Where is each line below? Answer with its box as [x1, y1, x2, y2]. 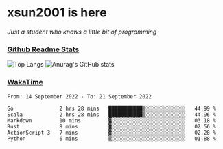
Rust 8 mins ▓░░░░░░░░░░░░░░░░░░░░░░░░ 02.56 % [7, 123, 216, 130]
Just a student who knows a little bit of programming [7, 27, 157, 36]
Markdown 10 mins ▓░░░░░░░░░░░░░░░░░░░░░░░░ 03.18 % [7, 117, 216, 124]
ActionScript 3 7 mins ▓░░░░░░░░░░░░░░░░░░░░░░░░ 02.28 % [7, 129, 216, 136]
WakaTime [7, 78, 43, 87]
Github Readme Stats [7, 45, 80, 54]
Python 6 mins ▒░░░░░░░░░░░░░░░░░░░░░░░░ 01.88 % [7, 135, 216, 142]
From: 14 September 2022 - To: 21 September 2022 [7, 93, 152, 100]
